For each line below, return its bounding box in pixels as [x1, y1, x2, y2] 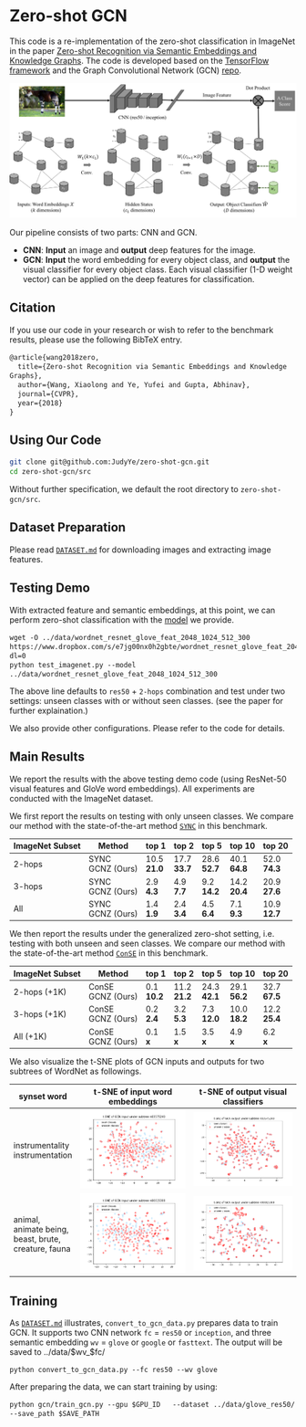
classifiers [222, 1096, 264, 1107]
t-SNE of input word [93, 1086, 173, 1096]
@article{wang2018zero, [9, 352, 100, 362]
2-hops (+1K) [13, 986, 67, 997]
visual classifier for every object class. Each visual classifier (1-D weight [22, 264, 293, 275]
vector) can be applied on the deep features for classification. [22, 273, 255, 284]
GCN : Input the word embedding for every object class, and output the [22, 254, 291, 265]
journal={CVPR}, [17, 389, 79, 398]
